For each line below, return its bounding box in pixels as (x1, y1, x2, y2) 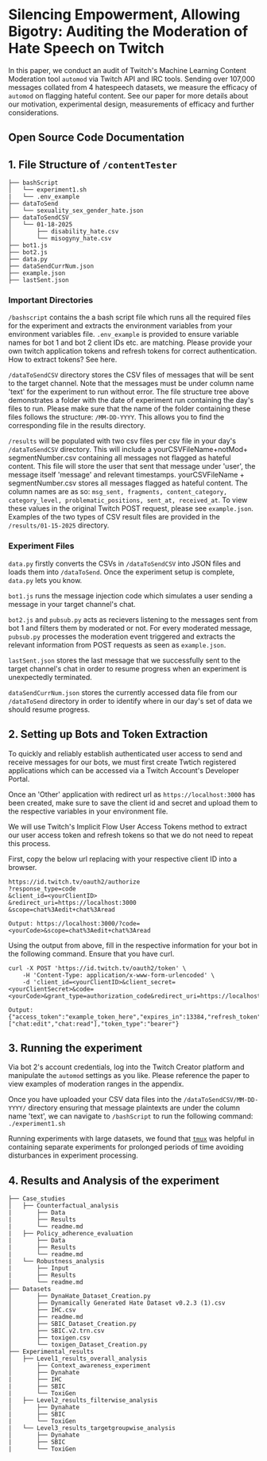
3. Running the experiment (8, 1041, 143, 1054)
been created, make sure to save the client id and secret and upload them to (8, 798, 258, 807)
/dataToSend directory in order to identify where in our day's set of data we (8, 696, 253, 705)
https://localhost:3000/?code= (37, 919, 141, 927)
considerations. (8, 107, 60, 117)
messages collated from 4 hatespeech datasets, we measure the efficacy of (8, 82, 257, 92)
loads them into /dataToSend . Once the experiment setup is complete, (8, 566, 235, 577)
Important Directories (8, 295, 94, 306)
